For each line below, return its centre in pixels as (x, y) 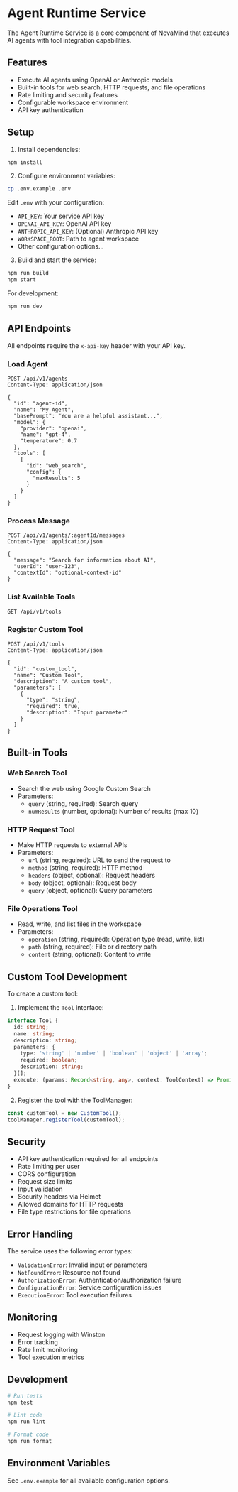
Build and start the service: (57, 260)
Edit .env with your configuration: (56, 202)
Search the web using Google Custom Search (84, 788)
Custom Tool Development (67, 977)
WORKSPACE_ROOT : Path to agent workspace (78, 239)
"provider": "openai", (53, 429)
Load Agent (28, 364)
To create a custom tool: (43, 994)
